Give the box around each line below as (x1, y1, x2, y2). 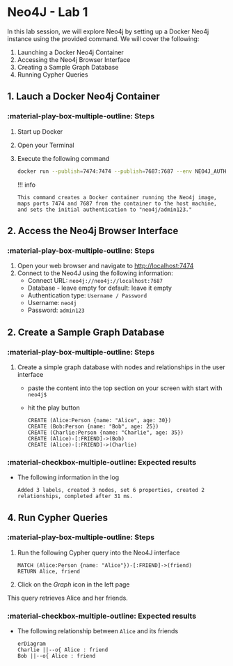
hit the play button (27, 403, 80, 412)
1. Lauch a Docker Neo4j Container (7, 91, 160, 102)
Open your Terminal (17, 141, 74, 149)
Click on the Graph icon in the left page (17, 580, 130, 589)
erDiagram (17, 640, 47, 648)
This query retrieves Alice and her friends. (7, 594, 129, 602)
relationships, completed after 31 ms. (17, 493, 134, 500)
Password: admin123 (27, 306, 85, 314)
